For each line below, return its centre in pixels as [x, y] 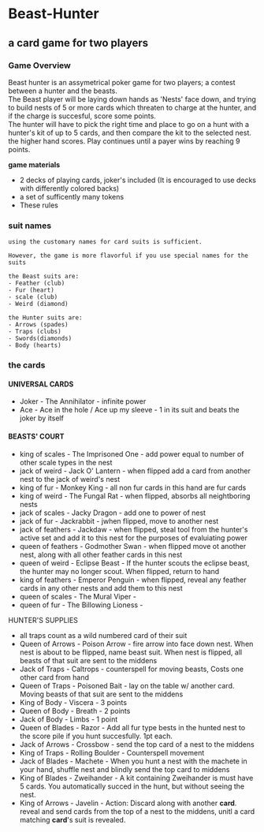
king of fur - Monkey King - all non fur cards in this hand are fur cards [133, 487]
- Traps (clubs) [35, 332]
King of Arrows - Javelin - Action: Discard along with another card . [128, 803]
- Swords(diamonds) [40, 339]
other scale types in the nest [66, 462]
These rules [39, 205]
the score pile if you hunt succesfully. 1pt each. [96, 736]
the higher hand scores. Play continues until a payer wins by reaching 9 [124, 141]
